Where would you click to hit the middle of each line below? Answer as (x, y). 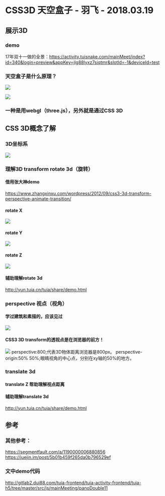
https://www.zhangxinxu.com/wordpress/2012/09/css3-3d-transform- (78, 193)
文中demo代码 (23, 471)
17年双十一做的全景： (27, 56)
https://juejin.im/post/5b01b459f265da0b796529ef (58, 457)
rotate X (14, 210)
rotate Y (14, 232)
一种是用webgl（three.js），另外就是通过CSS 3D (64, 111)
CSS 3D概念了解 (31, 129)
